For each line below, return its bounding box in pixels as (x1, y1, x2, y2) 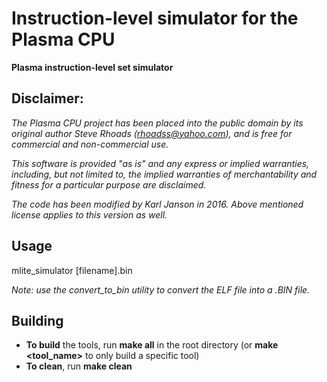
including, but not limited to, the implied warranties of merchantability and (11, 168, 318, 180)
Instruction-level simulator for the (11, 7, 299, 30)
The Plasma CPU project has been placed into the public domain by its (11, 117, 304, 129)
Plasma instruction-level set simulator (11, 61, 174, 73)
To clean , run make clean (25, 360, 133, 372)
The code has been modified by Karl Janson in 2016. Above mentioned (11, 198, 304, 210)
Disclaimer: (11, 90, 84, 107)
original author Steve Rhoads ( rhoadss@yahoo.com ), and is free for (11, 127, 293, 139)
